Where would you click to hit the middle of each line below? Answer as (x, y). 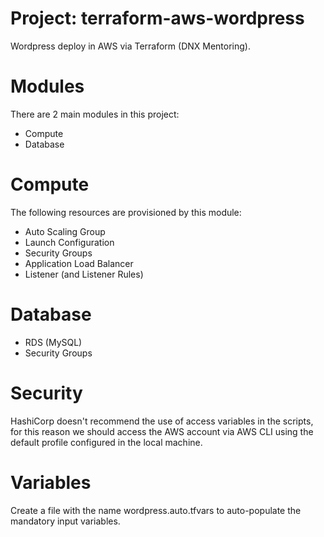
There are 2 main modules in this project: (95, 114)
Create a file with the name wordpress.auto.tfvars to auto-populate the (156, 510)
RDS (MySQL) (53, 342)
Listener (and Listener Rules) (84, 274)
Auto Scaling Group (65, 231)
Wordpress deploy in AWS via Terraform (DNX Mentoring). (130, 46)
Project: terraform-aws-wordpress (157, 18)
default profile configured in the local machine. (106, 442)
